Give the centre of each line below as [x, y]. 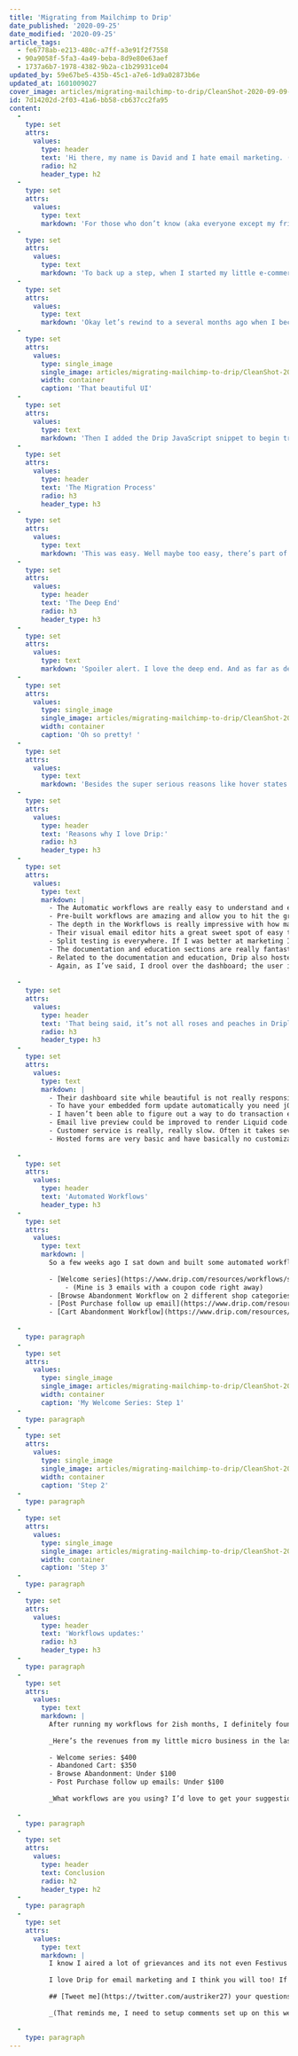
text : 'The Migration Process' [99, 487]
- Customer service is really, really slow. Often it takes [162, 1131]
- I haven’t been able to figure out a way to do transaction [166, 1114]
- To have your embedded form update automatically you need [164, 1106]
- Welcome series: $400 [93, 1757]
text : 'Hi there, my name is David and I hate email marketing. [162, 157]
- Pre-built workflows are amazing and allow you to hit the [164, 916]
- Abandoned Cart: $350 [93, 1766]
